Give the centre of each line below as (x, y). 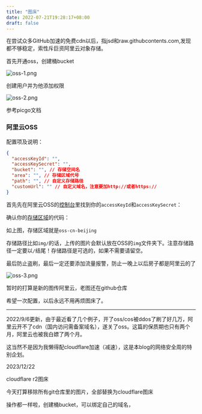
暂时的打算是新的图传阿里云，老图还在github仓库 (67, 287)
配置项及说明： (25, 142)
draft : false (23, 23)
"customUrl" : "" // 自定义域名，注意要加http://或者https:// (84, 187)
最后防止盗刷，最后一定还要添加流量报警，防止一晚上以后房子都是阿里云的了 (101, 263)
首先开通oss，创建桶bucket (40, 61)
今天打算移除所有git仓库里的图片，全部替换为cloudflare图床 (80, 392)
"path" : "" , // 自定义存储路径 (48, 181)
